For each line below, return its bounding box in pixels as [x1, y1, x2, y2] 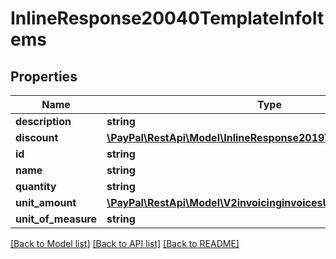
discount [15, 131, 59, 144]
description [15, 115, 72, 128]
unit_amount [15, 196, 77, 209]
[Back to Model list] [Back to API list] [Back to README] [10, 238, 240, 249]
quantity [15, 180, 57, 193]
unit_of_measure [15, 212, 97, 226]
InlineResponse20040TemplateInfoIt [10, 7, 325, 30]
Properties [10, 68, 78, 85]
